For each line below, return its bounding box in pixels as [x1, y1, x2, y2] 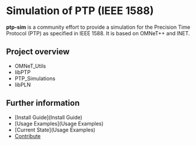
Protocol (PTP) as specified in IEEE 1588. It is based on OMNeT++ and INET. [6, 29, 190, 36]
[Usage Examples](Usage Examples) [14, 120, 104, 127]
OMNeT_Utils [14, 62, 46, 69]
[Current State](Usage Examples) [14, 126, 96, 133]
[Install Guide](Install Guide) [14, 113, 82, 121]
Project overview [6, 47, 70, 57]
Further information [6, 98, 80, 108]
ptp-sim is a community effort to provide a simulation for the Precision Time [6, 23, 191, 31]
